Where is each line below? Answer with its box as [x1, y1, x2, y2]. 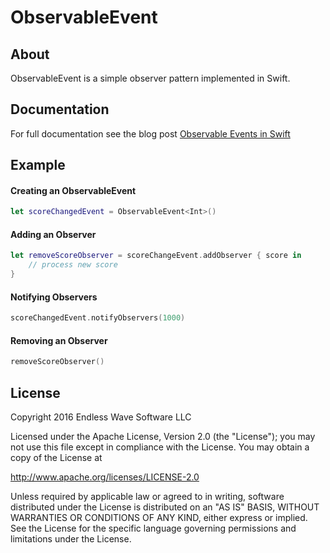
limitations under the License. [10, 533, 132, 545]
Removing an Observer [10, 334, 108, 346]
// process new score [28, 260, 118, 270]
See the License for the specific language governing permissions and [10, 522, 297, 535]
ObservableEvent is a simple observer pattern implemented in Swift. [10, 72, 291, 84]
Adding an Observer [10, 228, 97, 240]
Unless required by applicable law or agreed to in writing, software [10, 491, 285, 503]
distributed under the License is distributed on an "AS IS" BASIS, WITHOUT [10, 501, 320, 513]
